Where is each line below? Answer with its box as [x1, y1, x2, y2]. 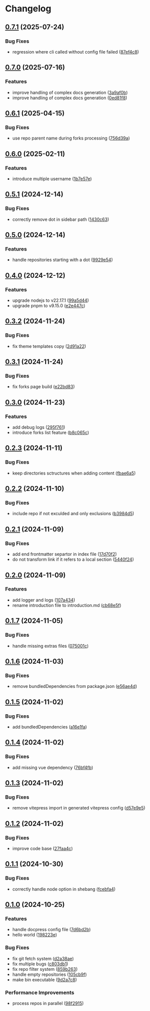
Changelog [5, 3, 51, 14]
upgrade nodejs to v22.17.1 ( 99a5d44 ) [12, 297, 89, 303]
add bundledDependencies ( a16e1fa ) [12, 724, 87, 730]
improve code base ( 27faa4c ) [12, 845, 73, 851]
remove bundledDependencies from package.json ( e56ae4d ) [12, 683, 137, 689]
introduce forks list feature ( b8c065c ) [12, 430, 89, 436]
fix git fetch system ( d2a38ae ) [12, 955, 74, 961]
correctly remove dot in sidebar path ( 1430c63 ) [12, 216, 109, 222]
